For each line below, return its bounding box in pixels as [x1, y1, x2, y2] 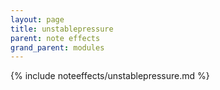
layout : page [10, 14, 65, 25]
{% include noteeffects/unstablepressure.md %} [10, 70, 210, 82]
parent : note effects [10, 33, 101, 43]
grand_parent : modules [10, 42, 105, 53]
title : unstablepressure [10, 24, 114, 34]
